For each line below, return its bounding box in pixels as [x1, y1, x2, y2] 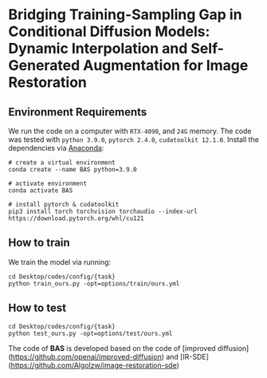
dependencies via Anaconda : [8, 144, 104, 152]
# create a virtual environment [8, 159, 116, 167]
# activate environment [8, 179, 88, 187]
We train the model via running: [8, 257, 112, 266]
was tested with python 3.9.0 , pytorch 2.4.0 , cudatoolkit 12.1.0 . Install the [8, 135, 259, 144]
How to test [8, 301, 66, 315]
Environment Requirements [8, 105, 147, 119]
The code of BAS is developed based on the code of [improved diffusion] [8, 343, 249, 352]
